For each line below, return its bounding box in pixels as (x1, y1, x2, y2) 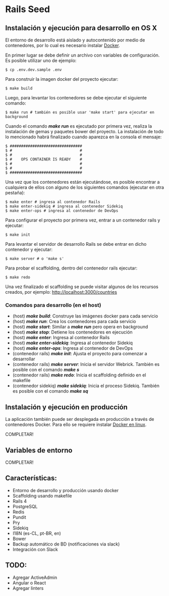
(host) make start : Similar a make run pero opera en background (12, 324, 148, 330)
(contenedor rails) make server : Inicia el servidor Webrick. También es (12, 361, 160, 367)
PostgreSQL (12, 503, 38, 509)
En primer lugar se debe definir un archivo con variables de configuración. (5, 52, 160, 58)
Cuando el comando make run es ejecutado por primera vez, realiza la (5, 123, 152, 129)
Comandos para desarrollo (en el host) (5, 301, 101, 308)
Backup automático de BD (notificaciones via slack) (12, 541, 120, 547)
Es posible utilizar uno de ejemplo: (5, 58, 77, 64)
